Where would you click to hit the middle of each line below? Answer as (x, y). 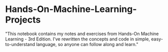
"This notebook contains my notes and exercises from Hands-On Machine (82, 33)
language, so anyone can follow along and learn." (87, 44)
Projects (23, 20)
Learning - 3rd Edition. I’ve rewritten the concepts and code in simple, (78, 39)
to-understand (20, 44)
